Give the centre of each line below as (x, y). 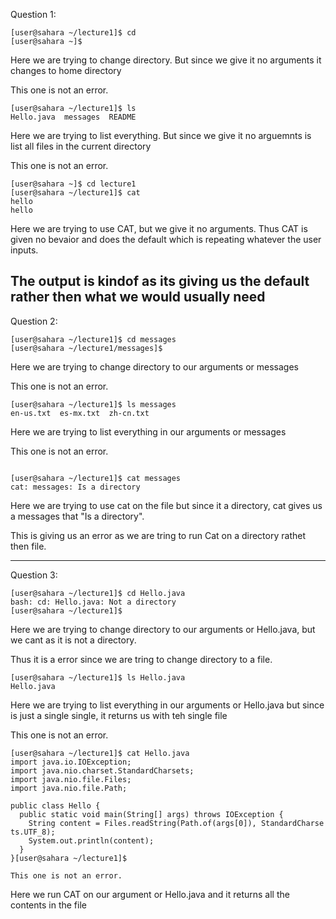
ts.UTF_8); (33, 832)
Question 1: (33, 14)
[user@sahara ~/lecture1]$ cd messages (93, 339)
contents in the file (48, 905)
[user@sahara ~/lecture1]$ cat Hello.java (100, 753)
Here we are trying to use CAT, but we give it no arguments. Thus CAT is (159, 228)
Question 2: (34, 321)
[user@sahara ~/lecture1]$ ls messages (93, 404)
